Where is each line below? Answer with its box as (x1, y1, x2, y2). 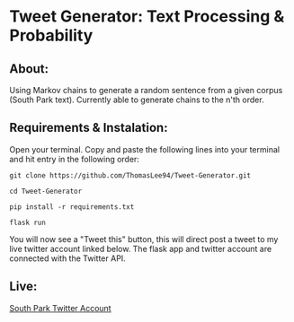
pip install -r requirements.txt (9, 202, 135, 212)
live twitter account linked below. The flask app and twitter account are (9, 243, 272, 254)
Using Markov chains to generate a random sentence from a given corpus (9, 85, 283, 95)
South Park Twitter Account (9, 302, 111, 313)
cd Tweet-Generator (9, 187, 83, 196)
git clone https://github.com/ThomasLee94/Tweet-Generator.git (9, 170, 252, 180)
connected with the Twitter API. (9, 253, 126, 264)
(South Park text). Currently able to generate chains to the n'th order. (9, 94, 264, 105)
